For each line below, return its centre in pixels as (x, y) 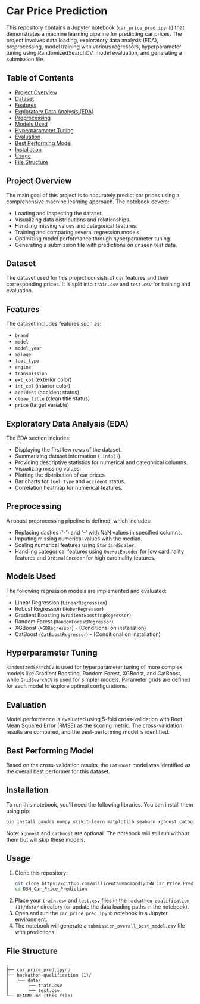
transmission (31, 374)
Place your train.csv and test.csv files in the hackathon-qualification (102, 900)
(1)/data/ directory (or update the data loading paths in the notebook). (102, 907)
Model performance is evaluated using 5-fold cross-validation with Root (94, 719)
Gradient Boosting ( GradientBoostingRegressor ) (73, 615)
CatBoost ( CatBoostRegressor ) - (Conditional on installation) (87, 634)
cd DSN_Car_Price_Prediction (51, 889)
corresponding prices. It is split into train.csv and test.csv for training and (99, 284)
